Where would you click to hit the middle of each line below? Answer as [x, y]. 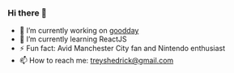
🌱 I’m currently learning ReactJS [73, 39]
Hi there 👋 [28, 13]
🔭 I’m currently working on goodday [79, 31]
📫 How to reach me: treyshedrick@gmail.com [96, 61]
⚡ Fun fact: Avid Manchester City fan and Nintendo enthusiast [122, 49]
